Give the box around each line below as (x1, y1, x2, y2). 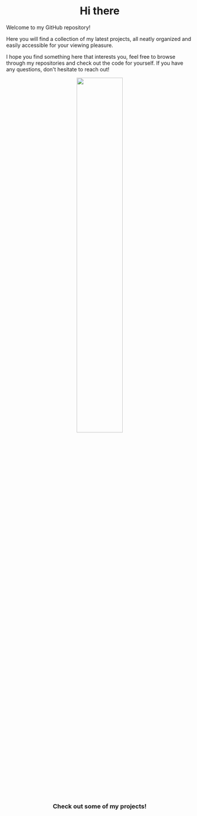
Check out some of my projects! (52, 802, 147, 811)
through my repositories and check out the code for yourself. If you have (6, 59, 184, 67)
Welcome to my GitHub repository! (6, 24, 91, 31)
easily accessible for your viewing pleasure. (6, 42, 114, 49)
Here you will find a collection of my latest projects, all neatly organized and (6, 35, 192, 42)
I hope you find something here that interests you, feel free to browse (6, 53, 176, 60)
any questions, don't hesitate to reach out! (6, 65, 110, 72)
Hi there (80, 4, 120, 18)
